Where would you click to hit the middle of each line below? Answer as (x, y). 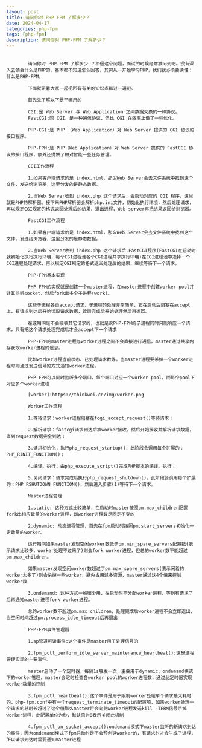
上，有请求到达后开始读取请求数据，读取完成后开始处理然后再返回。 (78, 312)
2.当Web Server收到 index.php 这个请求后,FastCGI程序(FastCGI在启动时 (112, 251)
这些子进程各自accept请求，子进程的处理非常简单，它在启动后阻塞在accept (109, 305)
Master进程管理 (45, 496)
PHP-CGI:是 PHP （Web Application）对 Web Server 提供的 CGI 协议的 (111, 130)
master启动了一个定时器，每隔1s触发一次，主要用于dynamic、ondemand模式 (111, 671)
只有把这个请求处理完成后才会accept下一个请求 (66, 330)
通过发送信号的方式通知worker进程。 (59, 366)
